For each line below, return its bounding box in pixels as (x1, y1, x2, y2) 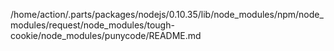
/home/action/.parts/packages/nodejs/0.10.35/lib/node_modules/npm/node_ (10, 9, 324, 20)
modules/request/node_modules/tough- (10, 19, 175, 31)
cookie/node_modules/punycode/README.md (10, 30, 202, 41)
